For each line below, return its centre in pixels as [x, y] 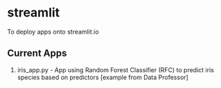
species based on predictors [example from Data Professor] [103, 77]
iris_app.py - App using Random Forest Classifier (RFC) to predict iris [116, 69]
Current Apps [37, 53]
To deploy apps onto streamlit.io [53, 32]
